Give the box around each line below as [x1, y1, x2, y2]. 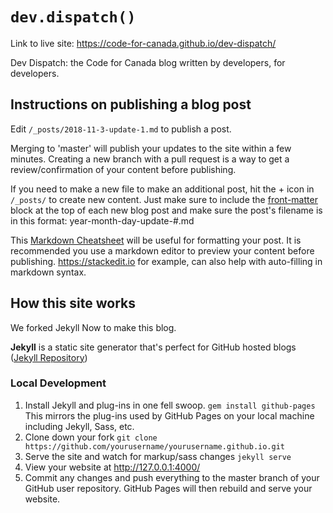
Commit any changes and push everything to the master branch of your [24, 471, 320, 483]
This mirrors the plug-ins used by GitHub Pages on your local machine [24, 409, 315, 422]
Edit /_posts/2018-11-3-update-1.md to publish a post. [10, 123, 232, 135]
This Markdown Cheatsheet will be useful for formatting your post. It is [10, 234, 302, 246]
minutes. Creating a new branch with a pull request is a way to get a [10, 153, 290, 165]
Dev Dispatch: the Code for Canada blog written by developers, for [10, 56, 286, 68]
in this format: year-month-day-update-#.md [10, 214, 195, 227]
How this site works [10, 295, 137, 312]
